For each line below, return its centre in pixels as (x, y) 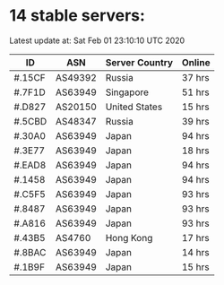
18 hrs (195, 151)
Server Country (139, 62)
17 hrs (195, 237)
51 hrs (195, 92)
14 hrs (195, 252)
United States (134, 107)
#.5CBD (30, 121)
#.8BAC (30, 252)
